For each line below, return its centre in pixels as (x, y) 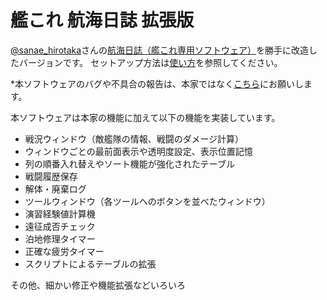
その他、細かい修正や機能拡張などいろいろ (98, 285)
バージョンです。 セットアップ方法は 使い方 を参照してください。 (150, 62)
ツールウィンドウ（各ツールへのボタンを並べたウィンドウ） (147, 201)
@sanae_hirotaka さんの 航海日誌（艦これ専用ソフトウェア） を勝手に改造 (160, 50)
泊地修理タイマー (60, 238)
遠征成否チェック (60, 226)
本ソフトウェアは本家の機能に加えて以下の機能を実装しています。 (145, 117)
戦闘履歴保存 (51, 176)
